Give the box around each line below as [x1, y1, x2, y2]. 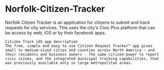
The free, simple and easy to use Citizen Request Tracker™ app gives [5, 43, 153, 48]
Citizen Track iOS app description [5, 39, 78, 44]
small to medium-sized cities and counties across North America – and [5, 48, 155, 52]
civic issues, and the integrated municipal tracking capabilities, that [5, 56, 160, 61]
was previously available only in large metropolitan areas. [5, 60, 133, 65]
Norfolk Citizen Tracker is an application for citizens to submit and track [5, 19, 150, 25]
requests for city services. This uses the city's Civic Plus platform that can [5, 24, 156, 30]
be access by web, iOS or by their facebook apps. [5, 30, 107, 35]
